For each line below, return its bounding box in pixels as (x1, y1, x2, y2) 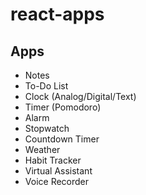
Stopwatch (24, 123, 70, 134)
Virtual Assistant (24, 165, 93, 177)
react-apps (10, 3, 105, 26)
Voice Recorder (24, 176, 90, 187)
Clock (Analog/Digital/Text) (24, 91, 137, 102)
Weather (24, 144, 61, 155)
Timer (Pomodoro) (24, 101, 102, 113)
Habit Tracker (24, 154, 82, 166)
